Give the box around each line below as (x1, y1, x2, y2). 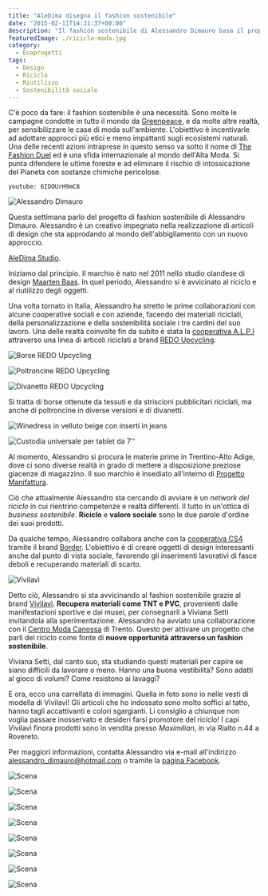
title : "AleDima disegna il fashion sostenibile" (8, 11, 177, 20)
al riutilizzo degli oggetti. (8, 285, 89, 296)
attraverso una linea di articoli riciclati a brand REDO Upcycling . (8, 335, 217, 344)
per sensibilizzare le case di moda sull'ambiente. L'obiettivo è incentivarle (8, 125, 250, 134)
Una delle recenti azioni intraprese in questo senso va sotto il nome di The (8, 141, 252, 152)
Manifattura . (8, 477, 49, 488)
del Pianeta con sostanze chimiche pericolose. (8, 167, 162, 177)
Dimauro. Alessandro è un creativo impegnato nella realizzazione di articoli (8, 221, 254, 230)
